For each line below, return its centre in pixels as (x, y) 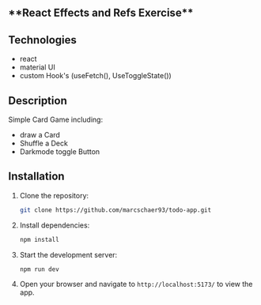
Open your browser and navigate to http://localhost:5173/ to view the (136, 284)
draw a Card (40, 135)
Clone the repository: (54, 195)
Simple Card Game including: (56, 120)
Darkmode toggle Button (60, 152)
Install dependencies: (55, 225)
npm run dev (39, 269)
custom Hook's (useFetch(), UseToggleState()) (95, 76)
